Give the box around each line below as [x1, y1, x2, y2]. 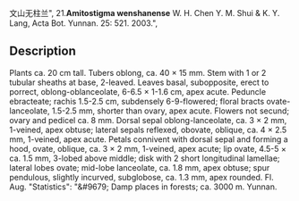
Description [9, 44, 76, 59]
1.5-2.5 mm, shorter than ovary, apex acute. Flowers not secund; [51, 105, 290, 116]
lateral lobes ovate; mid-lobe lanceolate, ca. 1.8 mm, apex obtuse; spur [9, 162, 270, 172]
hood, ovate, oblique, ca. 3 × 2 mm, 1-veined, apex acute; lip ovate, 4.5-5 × [9, 143, 286, 154]
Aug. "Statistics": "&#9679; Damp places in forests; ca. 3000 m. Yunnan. [9, 181, 278, 192]
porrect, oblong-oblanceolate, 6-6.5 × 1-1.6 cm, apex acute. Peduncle [9, 86, 267, 96]
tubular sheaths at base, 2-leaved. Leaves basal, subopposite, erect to [9, 77, 269, 88]
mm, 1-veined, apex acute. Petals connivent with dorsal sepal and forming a [9, 133, 288, 145]
